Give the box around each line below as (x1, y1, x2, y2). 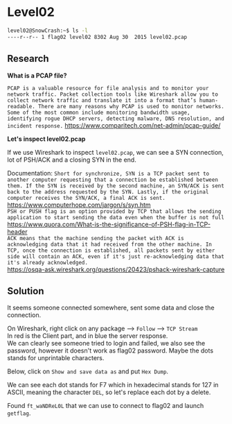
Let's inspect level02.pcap (7, 135, 86, 143)
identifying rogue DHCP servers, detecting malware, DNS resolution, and (7, 115, 225, 122)
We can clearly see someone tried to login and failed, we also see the (7, 339, 206, 348)
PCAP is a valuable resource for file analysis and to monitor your (7, 85, 209, 92)
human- (199, 96, 218, 104)
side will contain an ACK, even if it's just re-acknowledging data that (7, 253, 225, 260)
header (7, 227, 28, 236)
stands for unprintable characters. (7, 354, 105, 362)
